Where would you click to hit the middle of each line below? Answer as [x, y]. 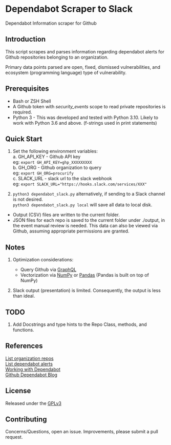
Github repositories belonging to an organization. [57, 57]
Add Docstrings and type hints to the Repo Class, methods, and [80, 324]
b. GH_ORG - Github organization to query [57, 168]
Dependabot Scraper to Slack [69, 9]
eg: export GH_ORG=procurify [43, 173]
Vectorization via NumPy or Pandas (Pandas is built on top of [85, 275]
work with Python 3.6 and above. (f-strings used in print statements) [85, 123]
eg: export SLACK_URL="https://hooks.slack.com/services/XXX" [80, 184]
